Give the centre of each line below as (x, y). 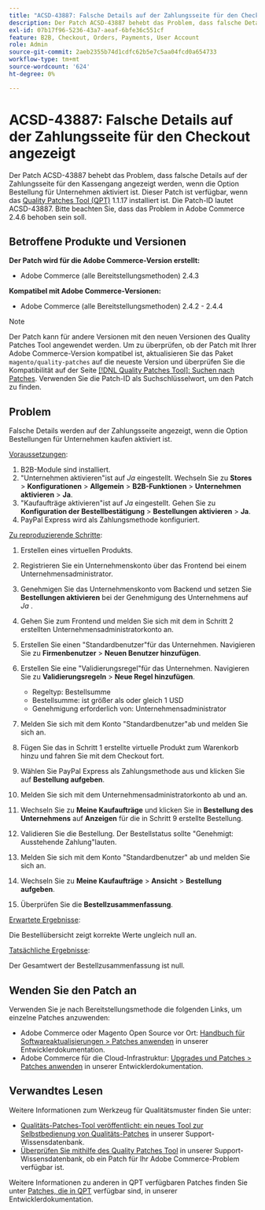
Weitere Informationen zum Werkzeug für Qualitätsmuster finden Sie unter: (130, 1110)
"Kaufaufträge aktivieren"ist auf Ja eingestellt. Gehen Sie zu (118, 503)
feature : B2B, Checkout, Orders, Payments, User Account (104, 37)
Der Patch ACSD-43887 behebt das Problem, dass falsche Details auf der (128, 175)
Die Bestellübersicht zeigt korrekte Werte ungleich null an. (103, 935)
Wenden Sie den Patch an (73, 990)
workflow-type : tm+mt (44, 60)
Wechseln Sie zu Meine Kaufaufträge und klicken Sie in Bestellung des (137, 810)
